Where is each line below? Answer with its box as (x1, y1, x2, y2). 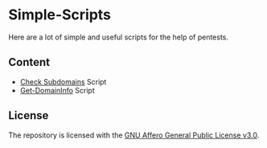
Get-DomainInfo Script (19, 85, 95, 95)
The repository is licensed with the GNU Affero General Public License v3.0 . (8, 130, 260, 140)
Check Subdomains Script (19, 76, 107, 86)
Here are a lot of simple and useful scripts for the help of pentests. (8, 32, 229, 42)
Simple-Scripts (8, 6, 111, 24)
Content (8, 55, 51, 69)
